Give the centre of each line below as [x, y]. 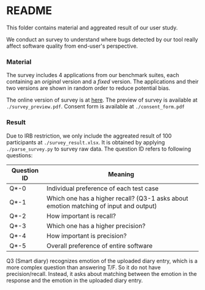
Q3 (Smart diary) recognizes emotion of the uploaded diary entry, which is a [102, 261]
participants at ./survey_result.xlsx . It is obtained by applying [86, 142]
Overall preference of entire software [100, 245]
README [29, 11]
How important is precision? [87, 236]
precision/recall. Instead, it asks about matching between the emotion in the [102, 273]
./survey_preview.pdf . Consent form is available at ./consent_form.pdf [95, 106]
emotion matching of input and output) [102, 206]
